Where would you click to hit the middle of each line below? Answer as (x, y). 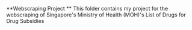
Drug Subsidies (25, 21)
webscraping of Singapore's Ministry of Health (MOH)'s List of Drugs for (96, 15)
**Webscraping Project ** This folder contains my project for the (87, 9)
